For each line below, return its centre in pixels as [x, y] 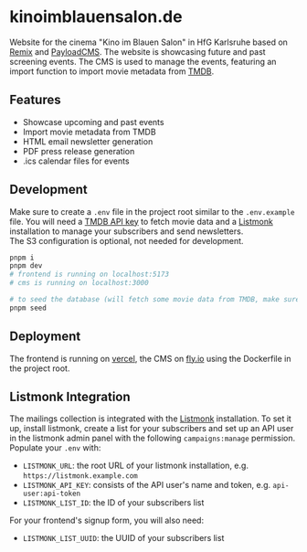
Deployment [45, 337]
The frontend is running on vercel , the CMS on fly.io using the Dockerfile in [150, 358]
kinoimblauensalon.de [96, 17]
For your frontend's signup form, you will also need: [106, 520]
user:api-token [52, 494]
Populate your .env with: [55, 448]
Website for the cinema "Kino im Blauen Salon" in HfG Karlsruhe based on [148, 42]
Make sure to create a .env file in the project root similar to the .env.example [152, 211]
